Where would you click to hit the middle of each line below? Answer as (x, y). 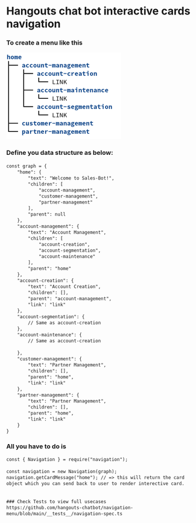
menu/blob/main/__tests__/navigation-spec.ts (64, 514)
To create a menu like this (44, 43)
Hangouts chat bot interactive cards (98, 11)
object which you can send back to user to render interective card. (96, 484)
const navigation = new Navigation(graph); (62, 472)
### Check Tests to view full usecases (56, 502)
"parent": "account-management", (70, 299)
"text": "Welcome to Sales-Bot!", (71, 178)
